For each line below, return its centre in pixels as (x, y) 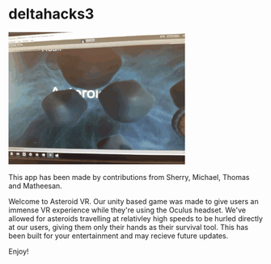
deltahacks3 (51, 14)
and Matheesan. (35, 186)
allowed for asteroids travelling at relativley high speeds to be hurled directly (135, 218)
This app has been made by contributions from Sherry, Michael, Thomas (129, 177)
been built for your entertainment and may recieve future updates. (119, 236)
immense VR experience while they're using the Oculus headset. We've (127, 210)
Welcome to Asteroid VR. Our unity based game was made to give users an (133, 201)
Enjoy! (19, 251)
